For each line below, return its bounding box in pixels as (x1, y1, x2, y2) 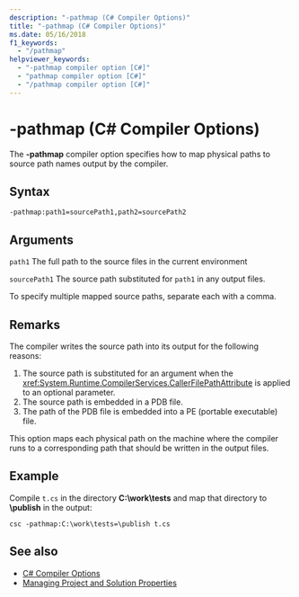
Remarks (9, 316, 61, 333)
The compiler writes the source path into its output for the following (9, 341, 259, 352)
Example (9, 468, 59, 484)
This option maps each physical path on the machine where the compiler (9, 433, 279, 443)
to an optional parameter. (22, 388, 116, 397)
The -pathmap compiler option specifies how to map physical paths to (9, 148, 271, 159)
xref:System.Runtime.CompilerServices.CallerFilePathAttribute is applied (22, 378, 291, 388)
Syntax (9, 183, 50, 199)
